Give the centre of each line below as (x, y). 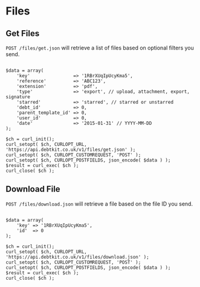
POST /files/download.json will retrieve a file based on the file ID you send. (99, 204)
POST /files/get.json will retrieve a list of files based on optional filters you (100, 48)
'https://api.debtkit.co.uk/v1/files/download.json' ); (77, 257)
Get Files (23, 33)
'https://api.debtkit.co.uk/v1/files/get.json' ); (71, 150)
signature (18, 97)
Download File (33, 189)
